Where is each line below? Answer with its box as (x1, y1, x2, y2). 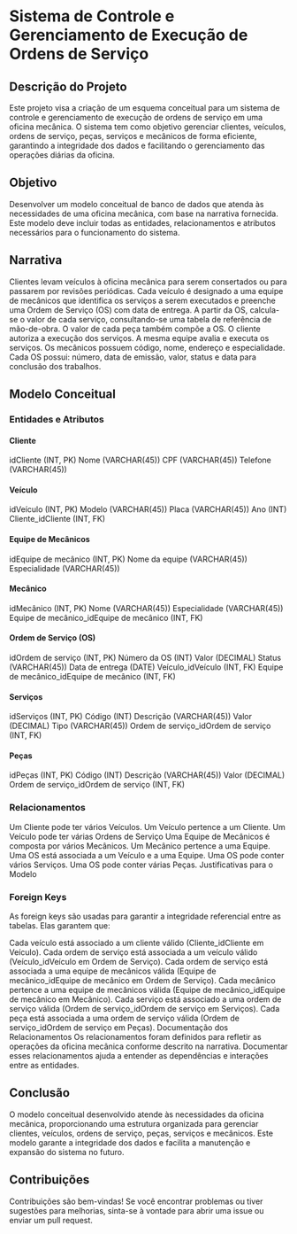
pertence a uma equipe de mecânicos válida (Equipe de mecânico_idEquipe (9, 984, 286, 995)
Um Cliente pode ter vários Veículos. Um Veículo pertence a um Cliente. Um (9, 821, 286, 832)
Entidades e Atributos (9, 413, 104, 425)
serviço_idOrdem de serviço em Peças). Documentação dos (9, 1021, 229, 1033)
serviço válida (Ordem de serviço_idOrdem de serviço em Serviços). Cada (9, 1003, 280, 1013)
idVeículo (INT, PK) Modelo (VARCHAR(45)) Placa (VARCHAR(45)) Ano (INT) (9, 504, 287, 515)
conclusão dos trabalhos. (9, 361, 102, 371)
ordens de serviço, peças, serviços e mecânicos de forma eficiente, (9, 131, 257, 141)
